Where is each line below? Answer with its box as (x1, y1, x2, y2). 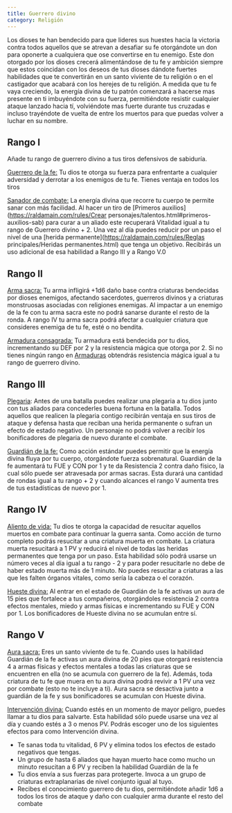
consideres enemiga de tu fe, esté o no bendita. (7, 323, 144, 331)
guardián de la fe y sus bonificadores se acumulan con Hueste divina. (7, 691, 206, 700)
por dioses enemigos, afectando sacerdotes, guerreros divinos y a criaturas (7, 293, 224, 302)
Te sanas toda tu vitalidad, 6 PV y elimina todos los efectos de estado (17, 740, 216, 749)
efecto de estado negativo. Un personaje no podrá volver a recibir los (7, 426, 206, 435)
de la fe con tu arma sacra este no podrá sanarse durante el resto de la (7, 309, 210, 317)
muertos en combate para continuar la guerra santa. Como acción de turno (7, 529, 222, 538)
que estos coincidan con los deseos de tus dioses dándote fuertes (7, 65, 197, 73)
